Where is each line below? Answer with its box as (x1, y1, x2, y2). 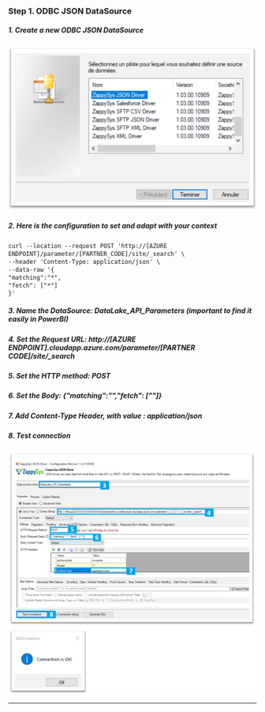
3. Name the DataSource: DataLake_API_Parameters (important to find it (8, 306, 252, 315)
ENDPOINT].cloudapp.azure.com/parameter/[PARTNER (8, 342, 196, 352)
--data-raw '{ (8, 266, 55, 273)
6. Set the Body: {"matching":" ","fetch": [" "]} (8, 391, 162, 401)
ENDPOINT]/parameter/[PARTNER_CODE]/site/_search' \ (8, 250, 185, 258)
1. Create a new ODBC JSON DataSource (8, 25, 144, 35)
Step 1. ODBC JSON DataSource (8, 6, 132, 17)
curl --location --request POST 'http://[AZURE (8, 242, 168, 250)
